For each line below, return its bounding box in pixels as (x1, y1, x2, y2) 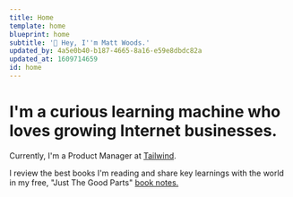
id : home (9, 64, 42, 73)
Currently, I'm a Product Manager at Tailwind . (9, 150, 177, 161)
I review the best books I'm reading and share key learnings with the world (9, 167, 285, 178)
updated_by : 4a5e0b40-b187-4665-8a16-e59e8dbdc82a (9, 47, 203, 56)
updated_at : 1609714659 (9, 55, 99, 64)
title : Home (9, 13, 54, 22)
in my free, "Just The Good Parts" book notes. (9, 176, 179, 188)
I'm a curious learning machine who (9, 102, 280, 122)
